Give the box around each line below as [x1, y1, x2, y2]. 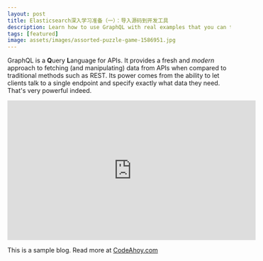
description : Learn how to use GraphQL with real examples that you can [7, 23, 227, 30]
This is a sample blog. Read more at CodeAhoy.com [7, 246, 158, 255]
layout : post [7, 10, 46, 18]
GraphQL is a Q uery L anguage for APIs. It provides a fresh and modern [7, 56, 215, 65]
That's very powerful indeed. [7, 87, 92, 95]
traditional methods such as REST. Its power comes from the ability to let [7, 72, 220, 80]
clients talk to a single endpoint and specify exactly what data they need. [7, 79, 220, 87]
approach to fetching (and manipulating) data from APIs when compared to [7, 64, 227, 72]
